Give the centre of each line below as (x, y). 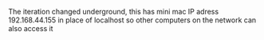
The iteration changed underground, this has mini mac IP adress (114, 12)
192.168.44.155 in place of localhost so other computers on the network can (132, 20)
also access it (31, 28)
